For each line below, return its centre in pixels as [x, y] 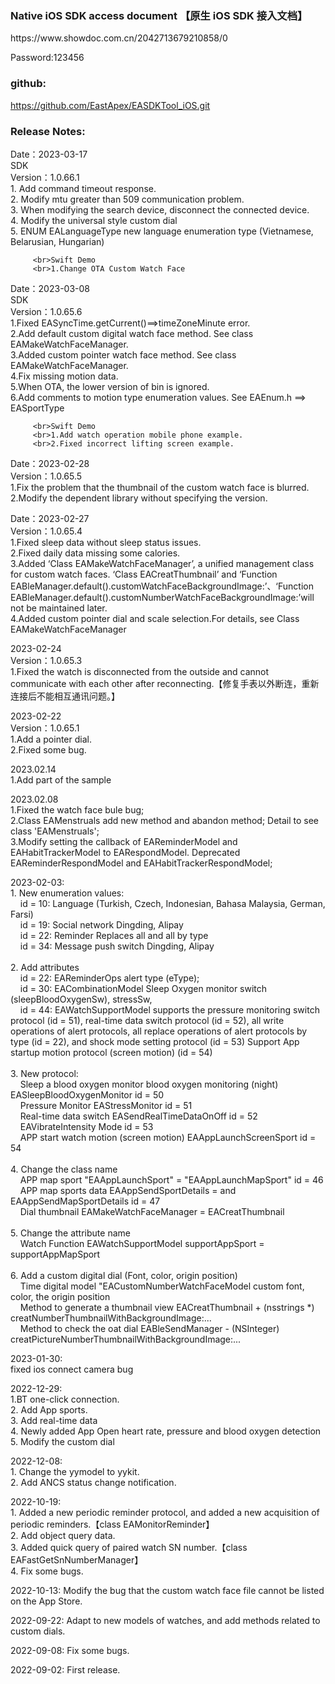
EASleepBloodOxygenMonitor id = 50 [87, 1094]
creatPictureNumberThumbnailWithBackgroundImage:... [126, 1339]
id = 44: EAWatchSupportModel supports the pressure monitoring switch [169, 1009]
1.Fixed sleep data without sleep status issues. [106, 542]
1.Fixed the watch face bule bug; [77, 809]
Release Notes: [48, 131]
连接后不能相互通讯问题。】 [65, 696]
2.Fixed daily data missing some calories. [95, 553]
